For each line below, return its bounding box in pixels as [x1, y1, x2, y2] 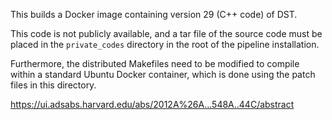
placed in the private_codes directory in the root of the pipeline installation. [10, 39, 320, 50]
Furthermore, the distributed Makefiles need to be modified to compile [10, 58, 300, 69]
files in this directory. [10, 79, 97, 91]
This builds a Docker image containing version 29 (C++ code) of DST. [10, 9, 298, 20]
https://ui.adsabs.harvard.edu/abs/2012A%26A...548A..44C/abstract [10, 99, 295, 110]
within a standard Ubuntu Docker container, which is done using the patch [10, 69, 316, 80]
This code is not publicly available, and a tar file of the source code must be [10, 28, 323, 39]
